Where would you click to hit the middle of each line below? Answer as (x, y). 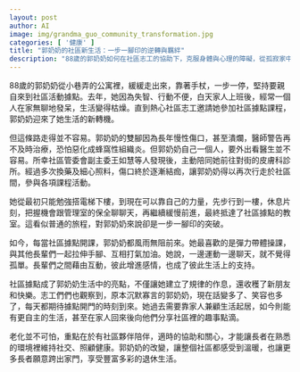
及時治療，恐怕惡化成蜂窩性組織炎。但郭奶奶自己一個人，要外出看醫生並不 (154, 149)
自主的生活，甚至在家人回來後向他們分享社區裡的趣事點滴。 (134, 317)
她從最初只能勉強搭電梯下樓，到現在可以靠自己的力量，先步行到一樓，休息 (146, 201)
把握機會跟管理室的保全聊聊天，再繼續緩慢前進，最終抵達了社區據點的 (154, 212)
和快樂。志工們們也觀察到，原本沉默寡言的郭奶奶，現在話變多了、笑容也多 (146, 295)
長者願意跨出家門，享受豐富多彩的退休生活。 (99, 359)
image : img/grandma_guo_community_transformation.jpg (112, 34)
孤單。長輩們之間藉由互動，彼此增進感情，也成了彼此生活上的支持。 (134, 265)
